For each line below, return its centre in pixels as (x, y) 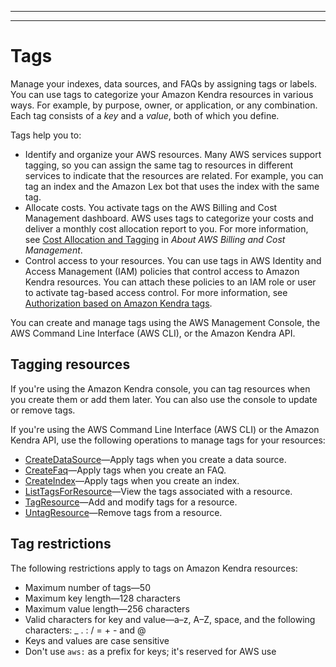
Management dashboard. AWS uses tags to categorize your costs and (169, 218)
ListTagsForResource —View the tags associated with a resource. (158, 491)
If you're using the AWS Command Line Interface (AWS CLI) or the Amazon (165, 429)
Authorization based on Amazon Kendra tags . (118, 303)
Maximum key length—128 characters (102, 598)
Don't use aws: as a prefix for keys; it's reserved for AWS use (150, 651)
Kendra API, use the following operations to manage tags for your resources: (168, 440)
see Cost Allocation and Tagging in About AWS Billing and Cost (155, 239)
